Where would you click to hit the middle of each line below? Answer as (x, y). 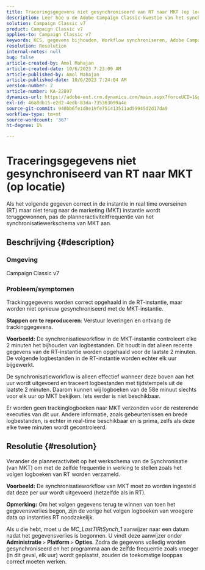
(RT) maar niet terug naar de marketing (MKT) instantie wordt (83, 211)
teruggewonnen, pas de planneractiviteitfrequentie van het (80, 217)
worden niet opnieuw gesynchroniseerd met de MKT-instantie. (85, 309)
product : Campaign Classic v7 (45, 29)
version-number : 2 (30, 86)
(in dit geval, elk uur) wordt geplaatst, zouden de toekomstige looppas (95, 555)
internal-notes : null (34, 52)
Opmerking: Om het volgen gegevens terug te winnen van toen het (91, 504)
